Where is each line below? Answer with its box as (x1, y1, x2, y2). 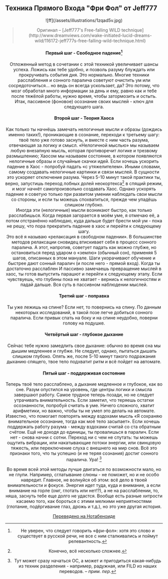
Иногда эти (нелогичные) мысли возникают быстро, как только (15, 207, 152, 213)
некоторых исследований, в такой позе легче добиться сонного (15, 309, 153, 315)
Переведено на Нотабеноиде (52, 513, 115, 519)
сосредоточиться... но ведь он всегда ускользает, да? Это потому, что (8, 82, 160, 88)
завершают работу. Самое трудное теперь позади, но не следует (13, 392, 154, 398)
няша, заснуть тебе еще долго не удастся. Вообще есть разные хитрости (5, 493, 162, 499)
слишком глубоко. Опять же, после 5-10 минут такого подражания (12, 353, 156, 359)
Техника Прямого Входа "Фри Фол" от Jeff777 (5, 4, 157, 13)
